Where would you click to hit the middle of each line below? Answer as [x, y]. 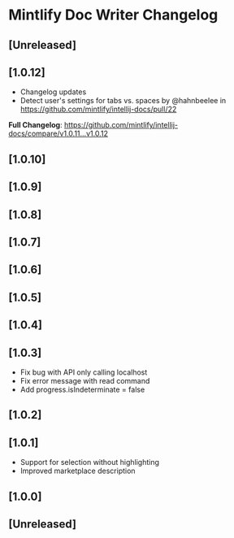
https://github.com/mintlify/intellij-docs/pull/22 [98, 109]
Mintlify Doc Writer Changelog [113, 15]
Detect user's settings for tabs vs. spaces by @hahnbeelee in [123, 101]
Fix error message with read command [85, 380]
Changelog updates [53, 92]
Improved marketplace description [78, 471]
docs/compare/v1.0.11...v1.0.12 [58, 134]
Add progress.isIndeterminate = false [82, 389]
